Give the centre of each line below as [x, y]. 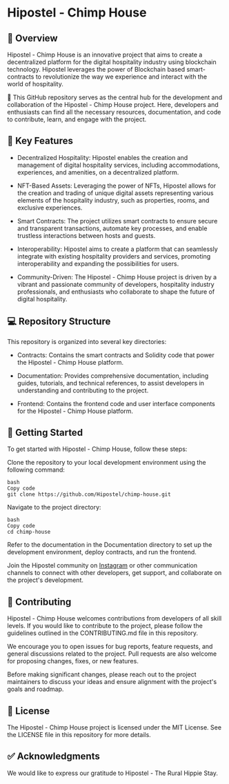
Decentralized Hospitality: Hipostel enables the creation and [102, 157]
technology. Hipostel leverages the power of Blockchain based [96, 69]
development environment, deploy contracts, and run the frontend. [102, 552]
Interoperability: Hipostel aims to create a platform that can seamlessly [118, 249]
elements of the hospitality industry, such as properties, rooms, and [113, 200]
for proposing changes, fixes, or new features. [73, 661]
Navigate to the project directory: [54, 507]
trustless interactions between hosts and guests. [86, 235]
